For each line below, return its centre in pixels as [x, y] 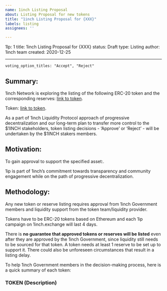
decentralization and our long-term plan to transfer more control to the [77, 123]
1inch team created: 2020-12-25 [38, 52]
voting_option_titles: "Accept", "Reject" [50, 66]
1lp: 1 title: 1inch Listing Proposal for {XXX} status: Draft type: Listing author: [83, 47]
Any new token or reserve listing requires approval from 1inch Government [81, 204]
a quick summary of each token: [38, 270]
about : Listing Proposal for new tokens [48, 14]
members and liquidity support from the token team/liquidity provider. [76, 209]
